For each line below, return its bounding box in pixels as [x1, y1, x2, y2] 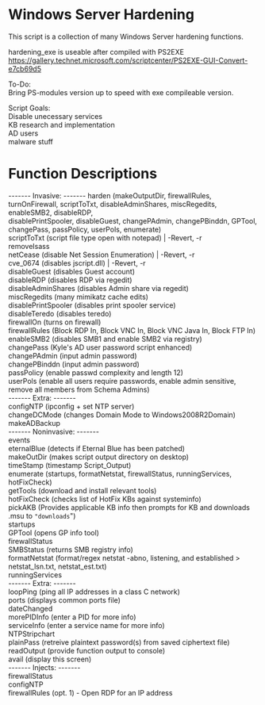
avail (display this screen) [8, 654, 92, 664]
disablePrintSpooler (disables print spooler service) [8, 300, 176, 310]
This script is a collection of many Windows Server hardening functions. [8, 32, 244, 41]
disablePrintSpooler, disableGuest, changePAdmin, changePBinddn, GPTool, [8, 216, 258, 225]
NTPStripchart [8, 629, 56, 638]
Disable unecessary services [8, 111, 103, 121]
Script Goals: [8, 103, 51, 113]
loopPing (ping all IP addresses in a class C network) [8, 587, 181, 596]
